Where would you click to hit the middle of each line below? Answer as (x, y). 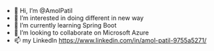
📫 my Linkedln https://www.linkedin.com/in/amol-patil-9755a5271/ (110, 40)
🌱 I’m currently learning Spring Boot (65, 25)
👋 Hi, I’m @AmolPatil (43, 11)
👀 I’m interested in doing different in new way (79, 18)
